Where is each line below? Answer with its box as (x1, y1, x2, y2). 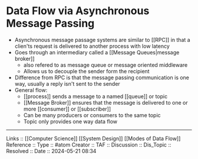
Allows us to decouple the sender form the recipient (23, 67, 150, 74)
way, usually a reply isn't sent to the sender (14, 80, 121, 87)
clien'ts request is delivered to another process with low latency (14, 43, 170, 50)
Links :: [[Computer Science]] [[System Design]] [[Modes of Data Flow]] (6, 135, 181, 142)
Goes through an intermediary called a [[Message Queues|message (14, 48, 180, 56)
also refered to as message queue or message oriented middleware (23, 61, 188, 69)
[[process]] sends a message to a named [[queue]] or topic (23, 93, 168, 100)
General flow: (14, 86, 48, 93)
